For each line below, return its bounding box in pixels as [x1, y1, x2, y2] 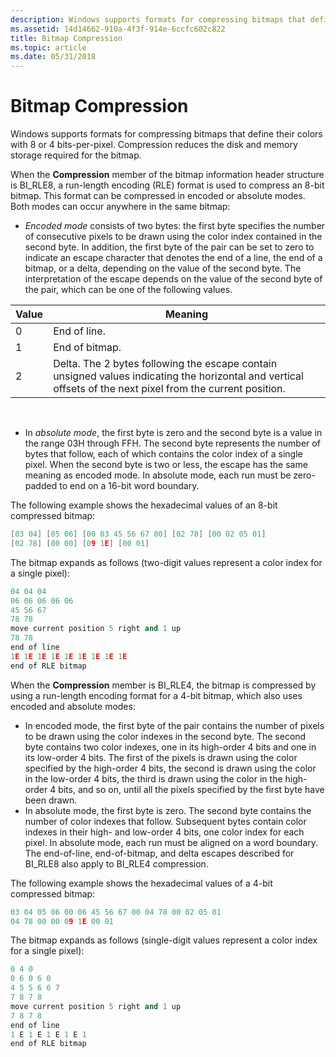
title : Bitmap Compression [10, 33, 123, 43]
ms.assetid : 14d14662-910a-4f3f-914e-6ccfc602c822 [10, 24, 226, 34]
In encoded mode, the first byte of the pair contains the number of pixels [24, 719, 325, 731]
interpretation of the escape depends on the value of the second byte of [24, 273, 323, 285]
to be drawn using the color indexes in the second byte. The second [24, 730, 307, 742]
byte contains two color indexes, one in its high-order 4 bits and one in [24, 741, 317, 753]
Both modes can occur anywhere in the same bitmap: [10, 201, 231, 213]
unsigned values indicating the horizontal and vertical [53, 369, 304, 383]
